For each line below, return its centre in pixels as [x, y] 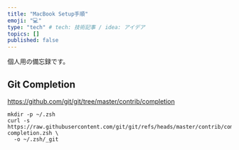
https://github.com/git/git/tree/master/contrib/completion [91, 101]
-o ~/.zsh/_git [36, 139]
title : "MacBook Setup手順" [48, 14]
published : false [33, 41]
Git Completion [42, 84]
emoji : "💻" [25, 21]
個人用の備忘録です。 [38, 62]
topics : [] [23, 34]
